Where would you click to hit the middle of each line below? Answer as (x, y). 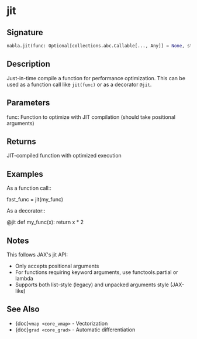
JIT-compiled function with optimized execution (64, 156)
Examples (25, 174)
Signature (25, 32)
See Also (23, 309)
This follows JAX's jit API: (37, 254)
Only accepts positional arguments (57, 266)
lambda (24, 278)
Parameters (28, 103)
